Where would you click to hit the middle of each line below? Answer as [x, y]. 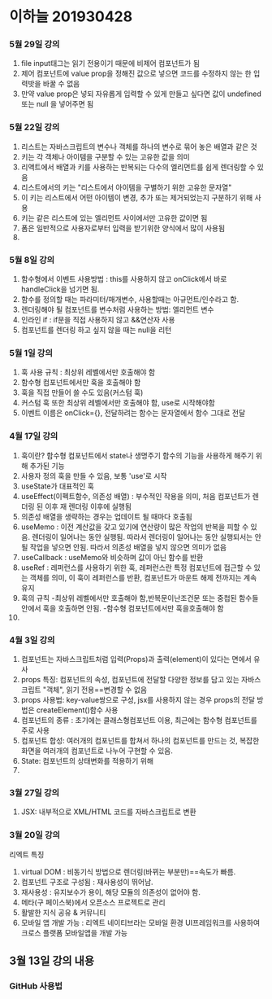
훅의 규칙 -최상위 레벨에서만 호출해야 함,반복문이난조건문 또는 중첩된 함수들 [140, 598]
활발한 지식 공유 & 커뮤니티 [63, 912]
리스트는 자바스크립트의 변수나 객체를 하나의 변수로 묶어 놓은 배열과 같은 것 [139, 147]
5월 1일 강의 [31, 353]
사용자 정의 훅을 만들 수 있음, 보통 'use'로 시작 [94, 475]
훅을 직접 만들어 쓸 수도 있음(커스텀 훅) [82, 392]
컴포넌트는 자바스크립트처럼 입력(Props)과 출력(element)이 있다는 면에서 [136, 659]
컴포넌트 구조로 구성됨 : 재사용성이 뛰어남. [87, 882]
